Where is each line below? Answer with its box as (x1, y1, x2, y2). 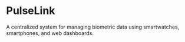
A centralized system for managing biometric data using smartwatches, (6, 23, 180, 30)
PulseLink (6, 4, 55, 17)
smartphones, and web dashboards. (6, 29, 94, 36)
